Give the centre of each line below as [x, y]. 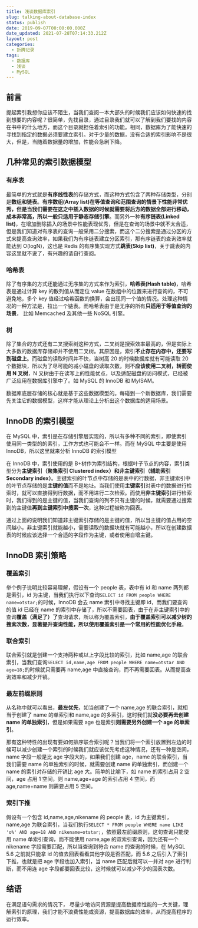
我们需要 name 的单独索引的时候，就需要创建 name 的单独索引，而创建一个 [97, 764]
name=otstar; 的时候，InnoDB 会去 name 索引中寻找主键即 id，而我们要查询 [97, 602]
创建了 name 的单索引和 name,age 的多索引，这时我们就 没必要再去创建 [103, 715]
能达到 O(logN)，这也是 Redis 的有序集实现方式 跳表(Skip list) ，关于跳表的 [96, 246]
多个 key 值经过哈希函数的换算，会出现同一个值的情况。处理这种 [104, 299]
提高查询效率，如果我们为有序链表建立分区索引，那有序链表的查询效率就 [104, 238]
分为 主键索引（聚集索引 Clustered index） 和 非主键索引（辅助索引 [91, 471]
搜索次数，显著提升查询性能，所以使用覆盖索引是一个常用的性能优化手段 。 [96, 624]
